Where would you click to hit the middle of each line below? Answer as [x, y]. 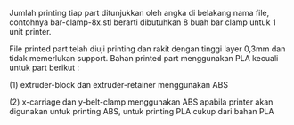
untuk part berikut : [45, 67]
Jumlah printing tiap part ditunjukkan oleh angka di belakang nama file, [139, 13]
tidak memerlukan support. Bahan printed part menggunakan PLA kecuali [144, 58]
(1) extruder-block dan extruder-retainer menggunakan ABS [119, 85]
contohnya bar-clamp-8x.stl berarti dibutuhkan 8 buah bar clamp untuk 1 [143, 22]
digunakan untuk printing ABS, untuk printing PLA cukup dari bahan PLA [142, 111]
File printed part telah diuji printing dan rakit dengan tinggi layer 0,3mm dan [147, 49]
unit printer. [30, 31]
